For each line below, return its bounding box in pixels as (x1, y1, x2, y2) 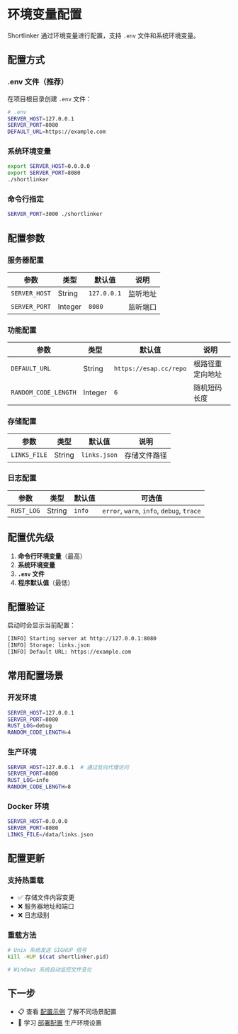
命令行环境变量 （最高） (17, 552, 86, 560)
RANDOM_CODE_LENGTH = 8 (7, 783, 72, 790)
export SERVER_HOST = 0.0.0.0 (7, 163, 91, 170)
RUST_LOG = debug (7, 722, 52, 729)
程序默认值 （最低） (17, 578, 74, 586)
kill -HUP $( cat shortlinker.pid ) (7, 953, 110, 960)
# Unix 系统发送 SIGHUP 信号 (7, 946, 87, 953)
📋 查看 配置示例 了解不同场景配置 (17, 1007, 117, 1016)
